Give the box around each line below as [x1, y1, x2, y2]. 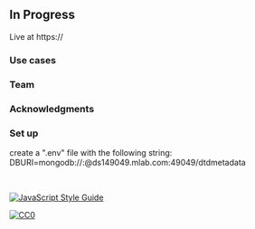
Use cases [9, 53, 57, 66]
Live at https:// [9, 31, 63, 42]
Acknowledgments [9, 102, 95, 115]
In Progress [9, 7, 75, 23]
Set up [9, 127, 39, 139]
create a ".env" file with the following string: [9, 147, 173, 157]
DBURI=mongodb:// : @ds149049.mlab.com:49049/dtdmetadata [9, 157, 246, 167]
